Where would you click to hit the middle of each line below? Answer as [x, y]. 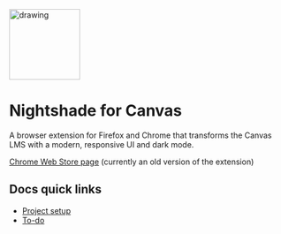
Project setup [46, 210]
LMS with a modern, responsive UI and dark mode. [102, 144]
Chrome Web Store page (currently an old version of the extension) [132, 162]
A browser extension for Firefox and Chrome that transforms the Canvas [140, 135]
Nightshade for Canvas [96, 111]
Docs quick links [56, 189]
